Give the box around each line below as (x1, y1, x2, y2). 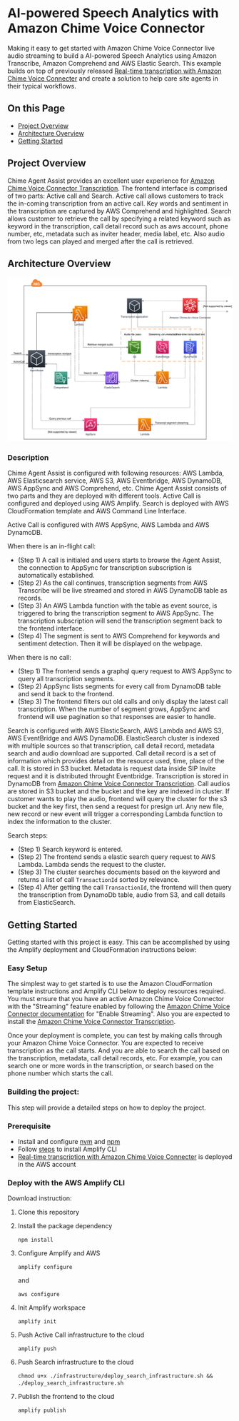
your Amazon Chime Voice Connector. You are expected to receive (7, 1039, 204, 1048)
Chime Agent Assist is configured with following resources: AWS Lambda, (7, 469, 225, 478)
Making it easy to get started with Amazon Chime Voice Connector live (7, 44, 215, 52)
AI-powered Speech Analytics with (7, 5, 219, 21)
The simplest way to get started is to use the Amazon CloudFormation (7, 980, 213, 988)
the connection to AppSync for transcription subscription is (17, 563, 193, 572)
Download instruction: (7, 1194, 73, 1202)
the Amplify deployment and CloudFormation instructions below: (7, 945, 197, 954)
